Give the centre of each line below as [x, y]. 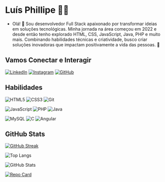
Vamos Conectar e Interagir [48, 60]
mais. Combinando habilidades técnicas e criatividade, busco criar [80, 39]
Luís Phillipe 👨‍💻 [37, 10]
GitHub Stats [25, 134]
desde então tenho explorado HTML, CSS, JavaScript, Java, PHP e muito [86, 34]
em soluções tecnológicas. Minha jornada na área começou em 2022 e [84, 29]
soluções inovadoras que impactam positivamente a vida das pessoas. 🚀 [86, 44]
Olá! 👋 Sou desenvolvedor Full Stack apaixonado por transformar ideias [84, 24]
